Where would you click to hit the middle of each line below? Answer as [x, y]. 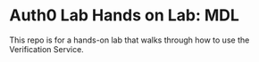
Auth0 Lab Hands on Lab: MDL [124, 15]
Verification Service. [47, 49]
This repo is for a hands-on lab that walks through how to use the [129, 40]
